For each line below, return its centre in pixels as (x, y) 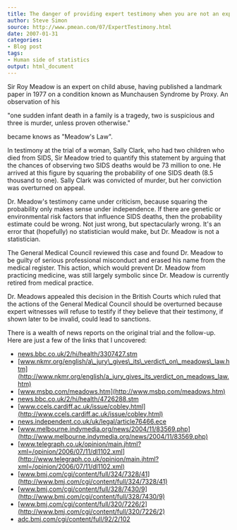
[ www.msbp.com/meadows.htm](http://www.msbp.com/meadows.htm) (121, 391)
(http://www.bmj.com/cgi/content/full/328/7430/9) (91, 496)
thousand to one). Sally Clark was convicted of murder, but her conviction (115, 180)
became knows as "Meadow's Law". (60, 136)
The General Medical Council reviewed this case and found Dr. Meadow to (115, 252)
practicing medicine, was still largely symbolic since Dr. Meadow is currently (118, 275)
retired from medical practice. (50, 283)
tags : (15, 54)
